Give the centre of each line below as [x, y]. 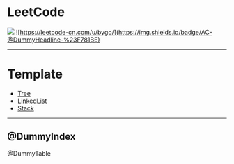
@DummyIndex [41, 137]
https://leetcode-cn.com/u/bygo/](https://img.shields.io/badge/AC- [116, 32]
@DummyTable [29, 153]
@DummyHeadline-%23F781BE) [54, 40]
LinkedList [32, 101]
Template [35, 74]
